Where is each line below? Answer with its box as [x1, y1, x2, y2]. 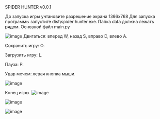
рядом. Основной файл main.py [5, 24, 70, 30]
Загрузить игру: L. [5, 52, 43, 58]
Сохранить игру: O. [5, 43, 45, 48]
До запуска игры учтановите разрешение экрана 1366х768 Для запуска [5, 14, 155, 19]
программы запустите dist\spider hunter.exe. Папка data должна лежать [5, 19, 154, 24]
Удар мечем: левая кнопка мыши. [5, 71, 76, 77]
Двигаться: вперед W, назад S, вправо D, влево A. [23, 34, 128, 39]
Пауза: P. [5, 62, 24, 67]
